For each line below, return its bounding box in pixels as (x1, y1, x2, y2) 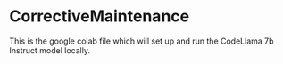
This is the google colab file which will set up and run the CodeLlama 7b (9, 36, 274, 46)
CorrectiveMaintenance (9, 6, 190, 27)
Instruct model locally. (9, 44, 91, 55)
